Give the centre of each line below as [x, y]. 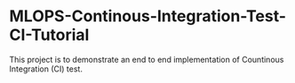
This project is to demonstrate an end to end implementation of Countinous [147, 59]
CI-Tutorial [49, 35]
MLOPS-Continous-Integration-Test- [148, 16]
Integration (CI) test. [46, 69]
